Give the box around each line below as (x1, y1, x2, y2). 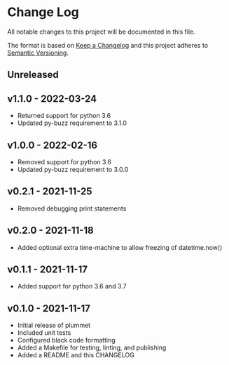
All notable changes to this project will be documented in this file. (7, 27, 196, 36)
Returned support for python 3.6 (17, 112, 111, 120)
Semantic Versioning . (7, 48, 69, 57)
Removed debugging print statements (17, 204, 127, 213)
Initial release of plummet (17, 321, 91, 330)
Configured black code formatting (17, 336, 116, 345)
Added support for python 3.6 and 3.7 (17, 282, 127, 291)
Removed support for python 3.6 (17, 157, 112, 166)
